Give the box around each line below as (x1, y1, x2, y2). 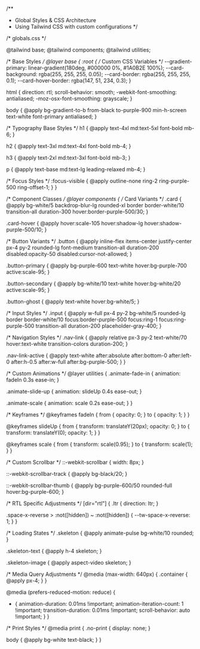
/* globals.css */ (6, 35, 47, 41)
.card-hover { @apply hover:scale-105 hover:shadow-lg (6, 220, 143, 227)
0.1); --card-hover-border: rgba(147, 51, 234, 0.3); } (6, 77, 131, 84)
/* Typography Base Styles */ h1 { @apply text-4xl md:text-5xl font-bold (6, 125, 183, 131)
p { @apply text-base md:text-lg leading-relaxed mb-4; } (6, 166, 146, 173)
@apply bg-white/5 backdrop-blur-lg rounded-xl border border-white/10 (6, 202, 184, 209)
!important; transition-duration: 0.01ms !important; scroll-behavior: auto (14, 606, 190, 614)
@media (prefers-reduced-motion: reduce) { (6, 588, 116, 596)
